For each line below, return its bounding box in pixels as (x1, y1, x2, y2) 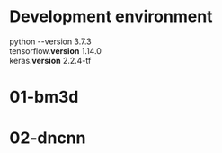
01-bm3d (9, 87, 79, 107)
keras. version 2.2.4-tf (9, 55, 92, 66)
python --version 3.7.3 (9, 36, 92, 47)
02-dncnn (9, 128, 87, 148)
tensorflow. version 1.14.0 (9, 45, 102, 56)
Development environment (9, 6, 213, 27)
